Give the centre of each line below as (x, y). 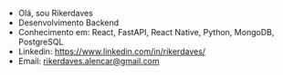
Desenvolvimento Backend (68, 23)
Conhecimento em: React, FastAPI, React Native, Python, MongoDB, (146, 32)
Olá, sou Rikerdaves (56, 13)
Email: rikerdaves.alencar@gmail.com (89, 61)
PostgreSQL (41, 42)
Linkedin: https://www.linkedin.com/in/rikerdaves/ (112, 52)
